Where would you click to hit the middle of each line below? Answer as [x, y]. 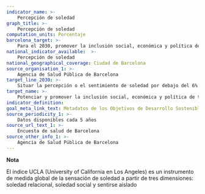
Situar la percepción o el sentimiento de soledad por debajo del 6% [108, 86]
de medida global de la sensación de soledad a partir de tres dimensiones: [100, 178]
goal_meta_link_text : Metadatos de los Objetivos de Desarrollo [90, 108]
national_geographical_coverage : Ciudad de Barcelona [76, 63]
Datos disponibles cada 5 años [57, 120]
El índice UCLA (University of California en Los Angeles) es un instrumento [100, 171]
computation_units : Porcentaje [46, 35]
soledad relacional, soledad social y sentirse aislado [72, 184]
